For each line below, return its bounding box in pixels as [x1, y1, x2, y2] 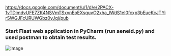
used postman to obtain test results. [5, 34, 97, 41]
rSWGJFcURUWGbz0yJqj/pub [5, 15, 69, 21]
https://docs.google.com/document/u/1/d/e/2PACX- [5, 5, 114, 10]
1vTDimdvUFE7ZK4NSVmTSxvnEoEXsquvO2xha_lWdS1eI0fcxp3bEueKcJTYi [5, 10, 166, 16]
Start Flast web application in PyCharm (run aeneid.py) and [5, 27, 155, 34]
